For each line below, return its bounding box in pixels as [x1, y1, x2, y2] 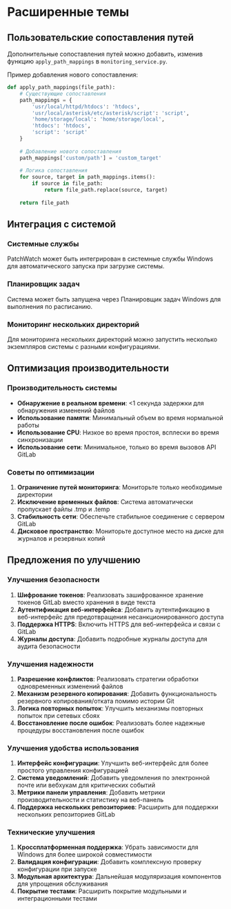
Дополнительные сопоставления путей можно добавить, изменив [7, 50, 203, 58]
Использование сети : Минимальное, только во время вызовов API [17, 443, 217, 451]
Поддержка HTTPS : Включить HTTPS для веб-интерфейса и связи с [17, 620, 221, 628]
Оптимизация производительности [7, 363, 170, 374]
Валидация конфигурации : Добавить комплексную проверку [17, 858, 202, 866]
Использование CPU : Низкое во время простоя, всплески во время [17, 428, 219, 437]
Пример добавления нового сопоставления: [7, 70, 138, 79]
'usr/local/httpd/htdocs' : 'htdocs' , [32, 103, 140, 110]
